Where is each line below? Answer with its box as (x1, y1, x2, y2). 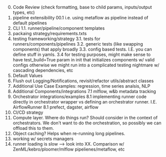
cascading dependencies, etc (12, 67, 74, 73)
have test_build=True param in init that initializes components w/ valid (12, 57, 155, 62)
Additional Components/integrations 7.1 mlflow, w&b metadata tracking (12, 89, 156, 94)
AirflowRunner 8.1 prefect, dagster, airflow (12, 104, 99, 110)
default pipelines (12, 20, 47, 26)
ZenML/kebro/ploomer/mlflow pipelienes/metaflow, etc (12, 146, 125, 152)
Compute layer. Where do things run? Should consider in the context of (12, 115, 158, 120)
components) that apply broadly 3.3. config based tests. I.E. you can (12, 47, 152, 52)
